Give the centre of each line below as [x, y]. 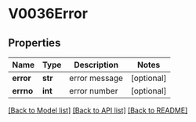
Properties [34, 43]
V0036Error [48, 14]
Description [96, 65]
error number [94, 91]
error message [96, 78]
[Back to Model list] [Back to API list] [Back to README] [98, 110]
